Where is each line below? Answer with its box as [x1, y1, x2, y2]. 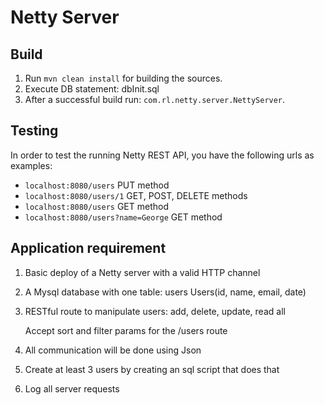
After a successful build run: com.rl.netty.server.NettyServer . [24, 94, 286, 105]
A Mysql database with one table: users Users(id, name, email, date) [24, 286, 307, 298]
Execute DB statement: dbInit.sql [24, 83, 160, 95]
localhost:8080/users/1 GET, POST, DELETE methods [24, 189, 248, 201]
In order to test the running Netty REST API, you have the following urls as [10, 149, 315, 161]
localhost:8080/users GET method [24, 200, 170, 212]
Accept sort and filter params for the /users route [24, 324, 228, 336]
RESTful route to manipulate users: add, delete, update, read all [24, 305, 286, 317]
